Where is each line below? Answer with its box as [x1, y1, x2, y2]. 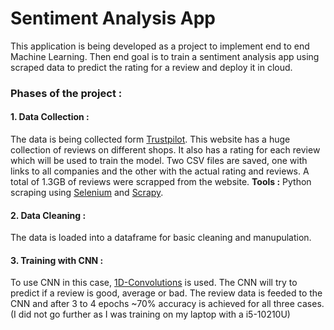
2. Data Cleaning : [10, 209, 87, 221]
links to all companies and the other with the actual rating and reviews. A [10, 165, 310, 177]
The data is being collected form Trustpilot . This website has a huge [10, 133, 291, 146]
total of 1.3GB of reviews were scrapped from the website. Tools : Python [10, 176, 312, 188]
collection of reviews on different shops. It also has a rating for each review [10, 144, 321, 156]
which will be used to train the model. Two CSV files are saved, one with [10, 155, 308, 167]
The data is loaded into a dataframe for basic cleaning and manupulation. [10, 232, 312, 244]
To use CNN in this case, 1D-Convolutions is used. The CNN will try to [10, 277, 298, 289]
